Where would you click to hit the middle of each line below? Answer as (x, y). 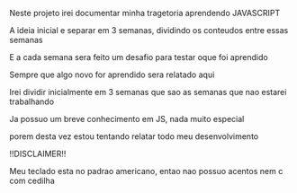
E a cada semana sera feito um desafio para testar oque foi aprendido (139, 57)
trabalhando (32, 101)
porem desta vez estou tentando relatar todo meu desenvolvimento (134, 136)
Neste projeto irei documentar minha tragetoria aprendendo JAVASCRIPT (145, 13)
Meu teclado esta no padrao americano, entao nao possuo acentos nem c (146, 171)
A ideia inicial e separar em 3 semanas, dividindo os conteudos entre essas (149, 30)
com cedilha (32, 180)
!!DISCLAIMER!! (38, 154)
